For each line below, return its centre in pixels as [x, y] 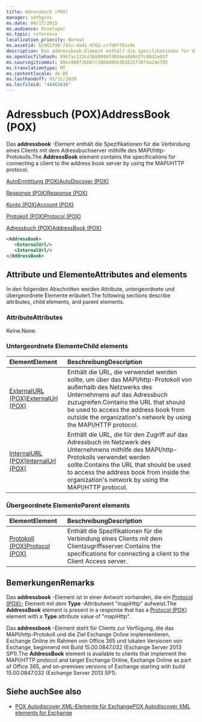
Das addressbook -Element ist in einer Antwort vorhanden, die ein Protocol [100, 597]
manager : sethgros [29, 17]
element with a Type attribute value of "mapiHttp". [69, 616]
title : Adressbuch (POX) [37, 12]
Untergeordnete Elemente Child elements [67, 346]
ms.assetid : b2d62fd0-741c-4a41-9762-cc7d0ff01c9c [71, 46]
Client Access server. [97, 561]
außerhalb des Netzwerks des [109, 387]
